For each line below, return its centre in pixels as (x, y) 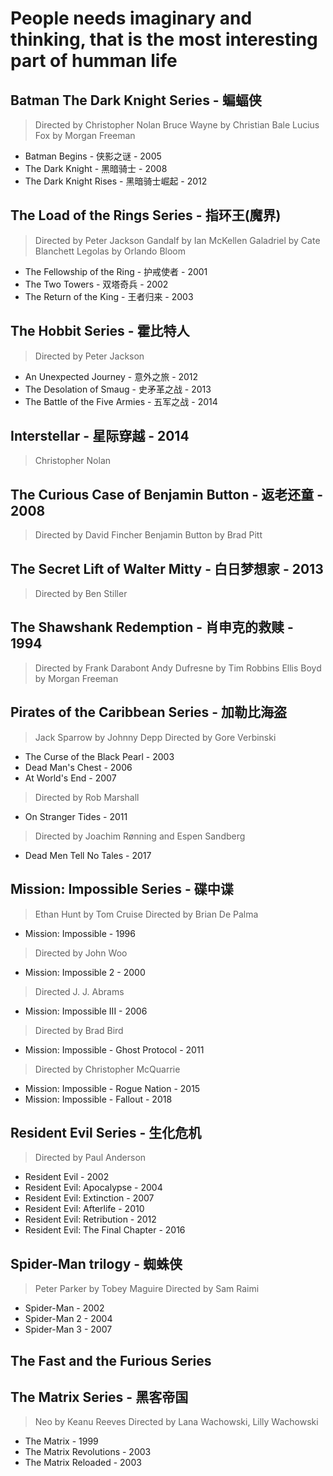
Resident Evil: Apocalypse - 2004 (93, 1188)
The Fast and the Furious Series (111, 1360)
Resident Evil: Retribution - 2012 (90, 1219)
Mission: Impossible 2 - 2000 (85, 972)
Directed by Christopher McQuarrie (107, 1069)
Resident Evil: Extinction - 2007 (89, 1198)
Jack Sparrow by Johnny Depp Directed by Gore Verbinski (155, 737)
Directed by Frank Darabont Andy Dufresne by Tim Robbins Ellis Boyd (178, 668)
